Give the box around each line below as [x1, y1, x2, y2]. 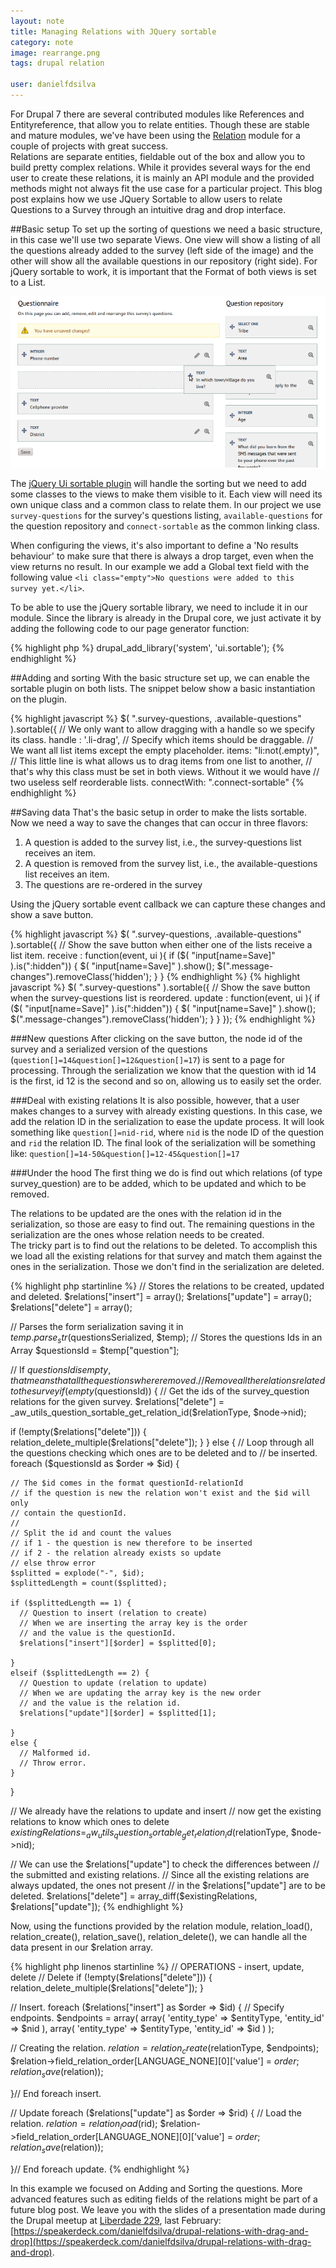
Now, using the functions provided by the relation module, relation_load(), [10, 1920, 313, 1932]
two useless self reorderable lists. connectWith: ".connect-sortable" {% [10, 776, 305, 788]
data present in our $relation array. [10, 1941, 154, 1954]
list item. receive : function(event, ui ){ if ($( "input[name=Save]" [10, 949, 276, 961]
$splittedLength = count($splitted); [10, 1578, 168, 1588]
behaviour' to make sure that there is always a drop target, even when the [10, 550, 314, 562]
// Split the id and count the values [10, 1528, 172, 1538]
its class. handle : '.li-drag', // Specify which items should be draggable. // [10, 733, 314, 745]
